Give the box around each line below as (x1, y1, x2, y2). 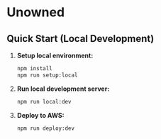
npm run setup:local (16, 72, 78, 79)
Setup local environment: (16, 51, 94, 60)
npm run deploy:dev (16, 125, 75, 132)
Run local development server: (16, 84, 110, 93)
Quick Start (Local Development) (6, 33, 155, 45)
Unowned (6, 4, 65, 21)
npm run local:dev (16, 98, 72, 105)
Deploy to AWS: (16, 111, 65, 119)
